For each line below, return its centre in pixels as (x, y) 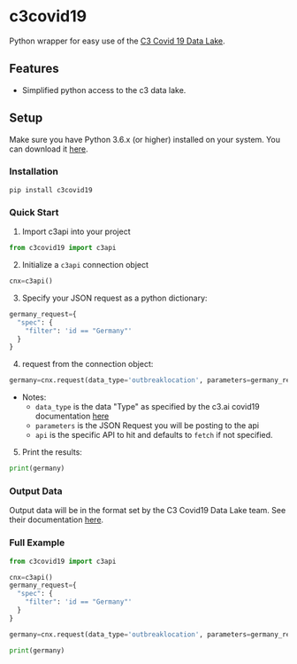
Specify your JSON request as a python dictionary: (114, 298)
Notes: (34, 397)
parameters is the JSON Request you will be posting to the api (147, 426)
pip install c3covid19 (51, 190)
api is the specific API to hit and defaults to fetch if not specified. (154, 435)
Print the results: (52, 452)
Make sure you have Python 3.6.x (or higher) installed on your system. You (145, 139)
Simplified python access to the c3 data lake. (104, 90)
